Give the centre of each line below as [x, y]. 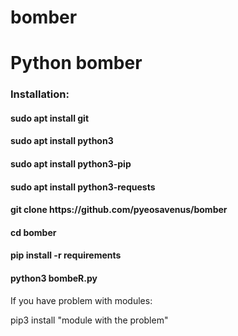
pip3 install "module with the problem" [89, 320]
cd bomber [33, 232]
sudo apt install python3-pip [71, 164]
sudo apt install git [50, 118]
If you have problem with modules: [81, 300]
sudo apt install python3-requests [83, 187]
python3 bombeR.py [54, 278]
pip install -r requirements [66, 255]
